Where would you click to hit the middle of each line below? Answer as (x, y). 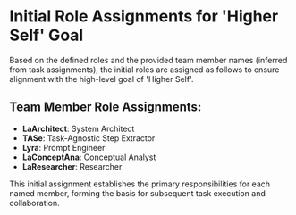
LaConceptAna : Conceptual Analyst (89, 157)
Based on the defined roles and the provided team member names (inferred (148, 60)
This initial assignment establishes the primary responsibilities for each (140, 184)
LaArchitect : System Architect (78, 128)
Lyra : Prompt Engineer (63, 147)
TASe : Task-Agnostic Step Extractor (89, 138)
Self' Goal (47, 35)
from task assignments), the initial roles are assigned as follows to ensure (144, 70)
